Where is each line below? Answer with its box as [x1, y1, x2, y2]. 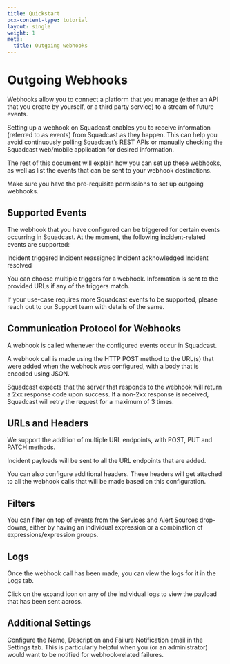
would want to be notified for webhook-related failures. [7, 650, 164, 658]
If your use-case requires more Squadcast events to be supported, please [7, 295, 218, 304]
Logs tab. [7, 577, 35, 584]
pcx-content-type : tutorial [7, 17, 88, 24]
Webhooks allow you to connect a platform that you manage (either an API [7, 95, 219, 103]
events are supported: [7, 240, 70, 248]
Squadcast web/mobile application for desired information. [7, 145, 175, 153]
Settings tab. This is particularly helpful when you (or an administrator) [7, 643, 209, 652]
